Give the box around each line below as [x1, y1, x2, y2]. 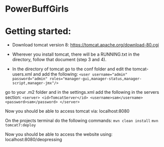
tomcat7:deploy [5, 123, 36, 128]
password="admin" [12, 77, 48, 82]
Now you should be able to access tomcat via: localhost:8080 [5, 108, 130, 114]
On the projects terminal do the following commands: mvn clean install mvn [5, 118, 159, 124]
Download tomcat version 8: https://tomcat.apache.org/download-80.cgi [12, 42, 159, 48]
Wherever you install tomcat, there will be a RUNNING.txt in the [12, 51, 140, 57]
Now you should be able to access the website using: [5, 131, 113, 137]
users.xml [12, 71, 32, 77]
